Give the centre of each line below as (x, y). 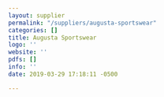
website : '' (28, 52)
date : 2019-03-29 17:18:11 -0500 (63, 74)
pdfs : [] (22, 60)
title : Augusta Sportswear (52, 37)
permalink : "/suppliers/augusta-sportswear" (82, 23)
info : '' (22, 67)
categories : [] (33, 30)
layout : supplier (37, 15)
